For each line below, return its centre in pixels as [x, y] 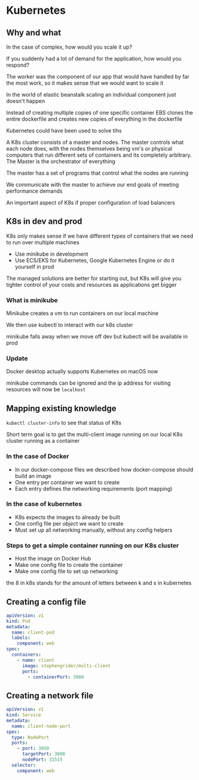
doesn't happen [26, 101]
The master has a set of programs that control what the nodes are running [97, 173]
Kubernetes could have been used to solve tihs [64, 130]
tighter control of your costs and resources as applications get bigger [92, 284]
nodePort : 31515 [42, 760]
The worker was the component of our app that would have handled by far [98, 76]
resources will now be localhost [46, 389]
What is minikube [32, 300]
